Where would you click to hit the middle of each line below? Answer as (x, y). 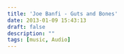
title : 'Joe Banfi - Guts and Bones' (63, 14)
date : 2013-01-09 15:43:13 (47, 20)
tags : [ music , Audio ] (39, 40)
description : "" (31, 33)
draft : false (26, 27)
